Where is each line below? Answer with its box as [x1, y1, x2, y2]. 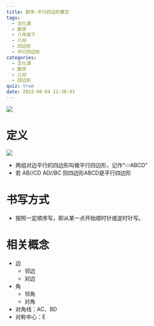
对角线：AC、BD [15, 305, 57, 313]
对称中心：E [15, 313, 46, 320]
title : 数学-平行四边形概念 [6, 9, 70, 15]
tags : [6, 15, 20, 21]
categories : [6, 55, 37, 61]
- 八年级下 [12, 32, 36, 38]
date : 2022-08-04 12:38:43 [6, 89, 75, 95]
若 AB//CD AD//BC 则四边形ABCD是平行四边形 [15, 169, 131, 176]
